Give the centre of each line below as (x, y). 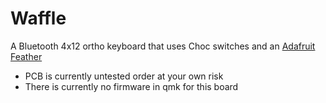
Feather (26, 56)
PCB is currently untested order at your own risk (124, 76)
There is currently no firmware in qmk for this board (131, 86)
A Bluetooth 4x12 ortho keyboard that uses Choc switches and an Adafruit (163, 46)
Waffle (38, 18)
